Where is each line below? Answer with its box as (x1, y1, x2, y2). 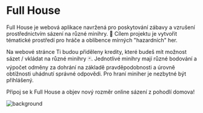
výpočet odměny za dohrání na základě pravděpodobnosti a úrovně (6, 63, 176, 71)
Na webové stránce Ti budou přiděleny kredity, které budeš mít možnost (6, 48, 187, 55)
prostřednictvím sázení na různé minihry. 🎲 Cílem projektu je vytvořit (6, 30, 178, 37)
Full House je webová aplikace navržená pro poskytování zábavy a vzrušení (6, 24, 195, 31)
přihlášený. (6, 76, 34, 83)
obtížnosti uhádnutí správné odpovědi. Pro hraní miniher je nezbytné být (6, 70, 187, 77)
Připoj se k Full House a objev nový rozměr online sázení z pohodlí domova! (6, 88, 195, 95)
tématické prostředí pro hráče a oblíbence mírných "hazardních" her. (6, 36, 178, 44)
